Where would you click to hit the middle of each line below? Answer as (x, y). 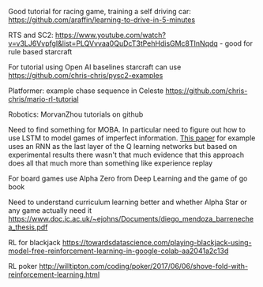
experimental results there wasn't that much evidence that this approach (126, 155)
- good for (236, 43)
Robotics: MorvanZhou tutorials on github (76, 114)
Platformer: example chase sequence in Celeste (86, 91)
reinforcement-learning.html (54, 274)
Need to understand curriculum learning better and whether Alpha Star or (128, 202)
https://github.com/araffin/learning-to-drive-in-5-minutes (102, 20)
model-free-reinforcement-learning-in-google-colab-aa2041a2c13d (118, 251)
